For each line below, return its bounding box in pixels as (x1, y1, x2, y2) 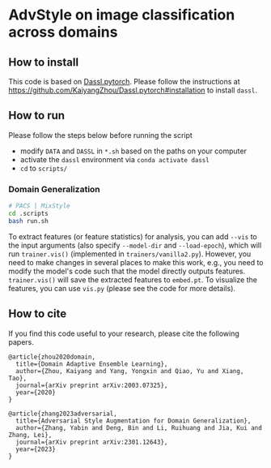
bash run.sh (8, 217, 49, 225)
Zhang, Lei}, (8, 431, 53, 439)
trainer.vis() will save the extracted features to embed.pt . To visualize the (8, 274, 257, 285)
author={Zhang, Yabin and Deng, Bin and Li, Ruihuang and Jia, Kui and (15, 423, 263, 432)
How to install (8, 55, 79, 69)
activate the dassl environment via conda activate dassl (19, 154, 210, 164)
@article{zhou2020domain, (8, 353, 95, 361)
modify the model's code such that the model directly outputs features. (8, 266, 246, 276)
